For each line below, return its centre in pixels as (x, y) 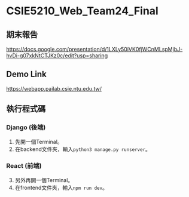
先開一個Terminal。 (39, 141)
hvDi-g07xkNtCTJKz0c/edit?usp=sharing (57, 56)
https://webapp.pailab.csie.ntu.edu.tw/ (54, 88)
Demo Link (26, 74)
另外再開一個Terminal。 (44, 180)
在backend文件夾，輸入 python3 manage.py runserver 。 (83, 149)
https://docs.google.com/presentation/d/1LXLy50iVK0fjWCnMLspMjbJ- (94, 49)
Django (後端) (26, 128)
